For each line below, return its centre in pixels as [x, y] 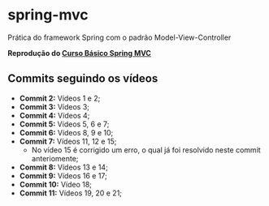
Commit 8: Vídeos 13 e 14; [64, 167]
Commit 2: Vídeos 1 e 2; [60, 98]
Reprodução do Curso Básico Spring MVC [80, 53]
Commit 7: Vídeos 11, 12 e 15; [68, 141]
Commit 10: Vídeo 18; [56, 184]
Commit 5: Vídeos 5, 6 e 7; [64, 124]
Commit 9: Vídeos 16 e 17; [63, 175]
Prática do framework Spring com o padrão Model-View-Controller [119, 37]
